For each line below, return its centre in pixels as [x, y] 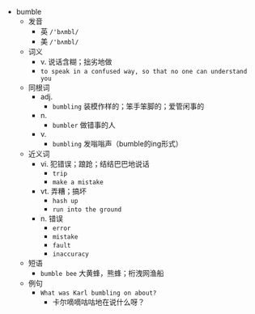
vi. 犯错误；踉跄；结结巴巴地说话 [95, 164]
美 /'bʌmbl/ [59, 41]
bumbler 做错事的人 [84, 125]
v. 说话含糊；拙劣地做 [76, 62]
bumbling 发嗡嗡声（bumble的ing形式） [117, 144]
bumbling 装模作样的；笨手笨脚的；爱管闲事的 [128, 106]
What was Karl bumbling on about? [98, 293]
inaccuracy [70, 254]
